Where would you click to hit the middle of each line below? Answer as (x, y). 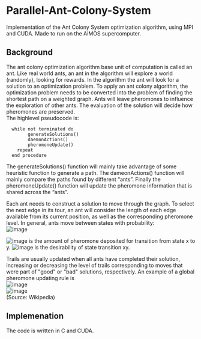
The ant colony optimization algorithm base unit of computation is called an (99, 67)
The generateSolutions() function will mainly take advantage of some (91, 166)
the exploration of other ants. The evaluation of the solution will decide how (100, 105)
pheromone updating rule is (40, 278)
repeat (25, 150)
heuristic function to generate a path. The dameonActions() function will (95, 173)
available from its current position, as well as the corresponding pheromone (100, 216)
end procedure (29, 155)
